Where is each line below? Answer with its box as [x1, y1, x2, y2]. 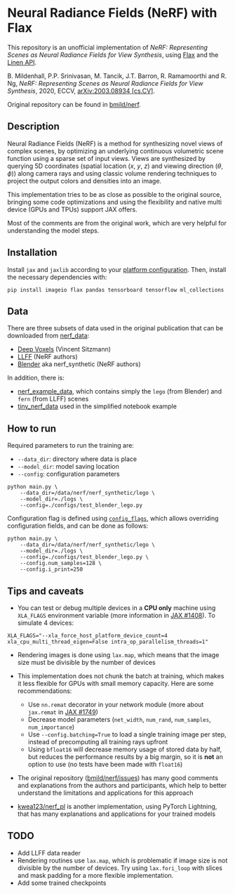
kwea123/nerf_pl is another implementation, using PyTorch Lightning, [17, 803, 217, 810]
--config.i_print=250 [20, 566, 83, 574]
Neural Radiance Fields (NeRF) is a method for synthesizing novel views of [7, 139, 223, 148]
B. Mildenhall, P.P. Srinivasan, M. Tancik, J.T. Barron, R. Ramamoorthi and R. [7, 72, 227, 80]
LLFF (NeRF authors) [17, 353, 79, 361]
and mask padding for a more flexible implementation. [17, 871, 174, 879]
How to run [7, 422, 57, 434]
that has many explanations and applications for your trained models [17, 810, 216, 818]
